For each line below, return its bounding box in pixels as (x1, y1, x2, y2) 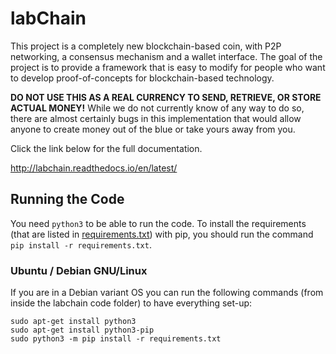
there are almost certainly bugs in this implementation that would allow (10, 112, 302, 124)
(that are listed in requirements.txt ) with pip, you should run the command (10, 228, 314, 240)
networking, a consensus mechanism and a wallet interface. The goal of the (10, 50, 323, 62)
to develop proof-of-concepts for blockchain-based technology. (10, 72, 275, 84)
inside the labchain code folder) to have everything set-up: (10, 297, 253, 309)
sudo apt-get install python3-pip (10, 325, 155, 336)
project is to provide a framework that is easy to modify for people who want (10, 61, 326, 73)
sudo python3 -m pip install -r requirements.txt (10, 334, 222, 344)
